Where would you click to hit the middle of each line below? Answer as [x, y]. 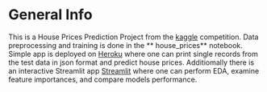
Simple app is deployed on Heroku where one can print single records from [133, 54]
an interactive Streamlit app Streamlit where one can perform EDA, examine [134, 70]
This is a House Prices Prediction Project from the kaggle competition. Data [133, 37]
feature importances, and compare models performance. [103, 79]
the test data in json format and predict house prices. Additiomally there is [131, 62]
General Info [50, 15]
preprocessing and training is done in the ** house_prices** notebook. [126, 45]
